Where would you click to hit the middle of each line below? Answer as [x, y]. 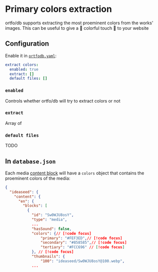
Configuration [27, 44]
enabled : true [24, 69]
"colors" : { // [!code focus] [61, 233]
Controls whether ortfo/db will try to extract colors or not [63, 101]
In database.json [30, 161]
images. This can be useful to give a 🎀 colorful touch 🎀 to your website [77, 28]
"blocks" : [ [35, 206]
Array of [14, 123]
